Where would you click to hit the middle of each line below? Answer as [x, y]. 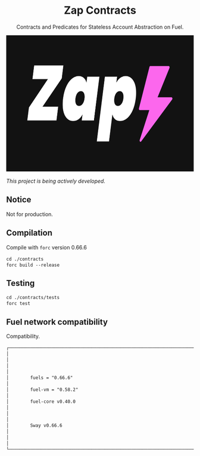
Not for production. [30, 214]
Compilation [29, 233]
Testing [21, 283]
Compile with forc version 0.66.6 [47, 247]
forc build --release [33, 265]
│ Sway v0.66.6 [34, 426]
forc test [18, 304]
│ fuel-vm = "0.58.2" [42, 390]
